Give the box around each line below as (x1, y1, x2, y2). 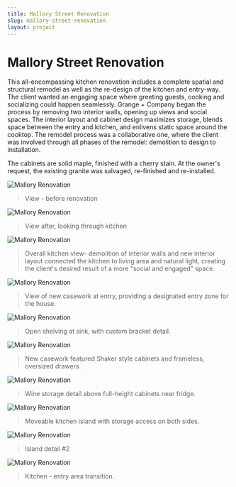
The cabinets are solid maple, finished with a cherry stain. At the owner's (7, 159, 221, 168)
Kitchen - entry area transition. (24, 472, 115, 481)
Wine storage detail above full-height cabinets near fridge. (24, 390, 196, 398)
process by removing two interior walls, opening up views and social (7, 108, 208, 116)
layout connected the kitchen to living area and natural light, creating (24, 257, 225, 266)
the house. (24, 300, 57, 308)
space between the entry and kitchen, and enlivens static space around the (7, 123, 227, 131)
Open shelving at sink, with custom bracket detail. (24, 327, 172, 336)
